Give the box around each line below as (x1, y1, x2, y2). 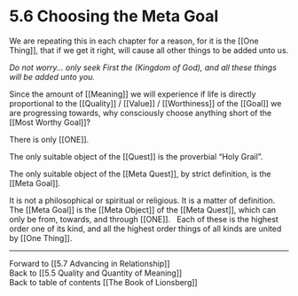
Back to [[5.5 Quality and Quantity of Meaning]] (9, 268, 183, 278)
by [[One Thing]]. (9, 232, 73, 243)
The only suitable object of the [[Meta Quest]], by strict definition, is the (9, 168, 271, 179)
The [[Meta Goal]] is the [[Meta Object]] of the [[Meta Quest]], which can (9, 204, 277, 214)
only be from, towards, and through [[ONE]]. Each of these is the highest (9, 214, 279, 224)
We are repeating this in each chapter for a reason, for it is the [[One (9, 35, 259, 46)
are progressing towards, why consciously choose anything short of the (9, 107, 272, 118)
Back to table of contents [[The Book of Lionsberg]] (9, 277, 198, 287)
